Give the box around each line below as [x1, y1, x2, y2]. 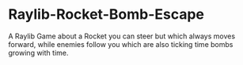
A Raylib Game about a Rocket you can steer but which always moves [8, 31, 236, 41]
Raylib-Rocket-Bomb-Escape [8, 5, 204, 23]
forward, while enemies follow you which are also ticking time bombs [8, 39, 234, 49]
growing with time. [8, 48, 69, 57]
